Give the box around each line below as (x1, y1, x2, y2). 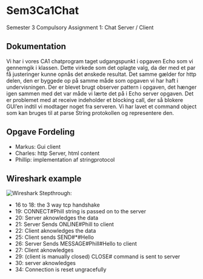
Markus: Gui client (15, 143, 61, 150)
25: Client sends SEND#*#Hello (15, 233, 94, 241)
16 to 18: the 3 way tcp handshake (15, 201, 100, 208)
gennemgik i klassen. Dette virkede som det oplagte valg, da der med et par (6, 64, 196, 71)
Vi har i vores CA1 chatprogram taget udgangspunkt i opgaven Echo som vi (6, 57, 194, 64)
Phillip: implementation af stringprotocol (15, 156, 115, 163)
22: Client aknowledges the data (15, 227, 96, 235)
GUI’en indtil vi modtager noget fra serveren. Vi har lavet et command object (6, 103, 197, 110)
